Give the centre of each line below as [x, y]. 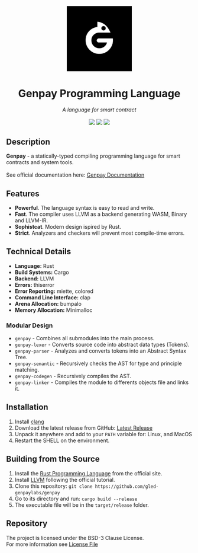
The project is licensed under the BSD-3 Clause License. [75, 538]
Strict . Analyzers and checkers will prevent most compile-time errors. [100, 233]
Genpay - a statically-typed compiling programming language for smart [93, 156]
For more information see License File [52, 544]
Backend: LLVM [34, 279]
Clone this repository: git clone [53, 486]
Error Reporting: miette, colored [54, 291]
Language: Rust [34, 266]
